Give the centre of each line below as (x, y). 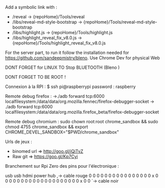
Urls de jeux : (19, 141)
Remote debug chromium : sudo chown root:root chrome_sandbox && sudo (82, 121)
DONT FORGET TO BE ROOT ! (35, 77)
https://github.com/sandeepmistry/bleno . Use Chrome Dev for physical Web (82, 58)
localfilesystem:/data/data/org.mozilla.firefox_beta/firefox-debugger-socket (82, 112)
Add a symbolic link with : (31, 7)
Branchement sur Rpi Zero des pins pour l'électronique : (62, 166)
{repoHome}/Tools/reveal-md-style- (120, 22)
